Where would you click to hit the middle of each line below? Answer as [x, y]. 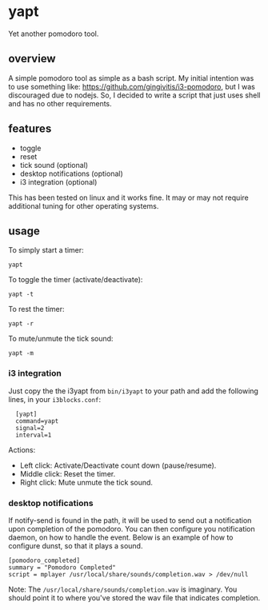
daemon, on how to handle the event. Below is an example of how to [121, 537]
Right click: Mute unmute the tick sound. [86, 482]
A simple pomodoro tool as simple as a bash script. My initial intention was [131, 78]
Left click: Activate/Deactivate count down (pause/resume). [118, 465]
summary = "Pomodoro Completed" [62, 567]
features [30, 129]
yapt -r [21, 324]
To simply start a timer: [46, 250]
